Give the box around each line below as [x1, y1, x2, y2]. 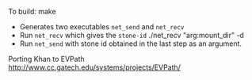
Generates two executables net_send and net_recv [19, 22, 185, 31]
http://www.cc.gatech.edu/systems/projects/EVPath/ [8, 63, 181, 72]
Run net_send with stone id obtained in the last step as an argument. [19, 39, 242, 48]
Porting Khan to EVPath [8, 55, 85, 63]
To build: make [8, 7, 57, 16]
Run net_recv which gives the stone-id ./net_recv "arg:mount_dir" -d [19, 31, 244, 40]
